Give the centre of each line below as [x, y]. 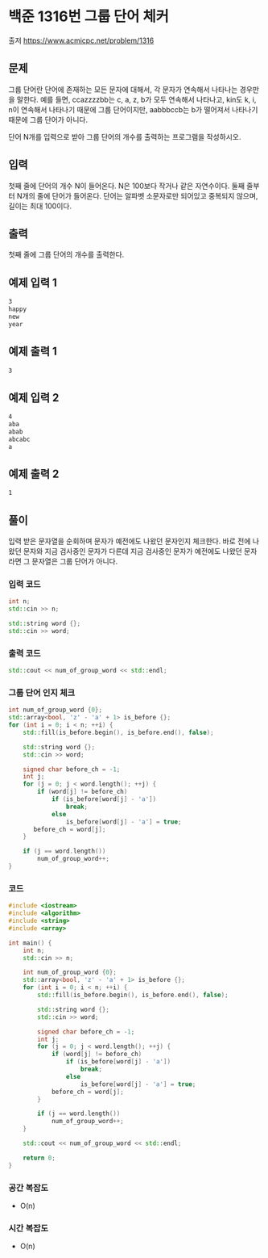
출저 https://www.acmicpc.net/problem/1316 [81, 40]
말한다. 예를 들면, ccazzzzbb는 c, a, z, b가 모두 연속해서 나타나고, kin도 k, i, [136, 99]
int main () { [30, 943]
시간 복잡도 [29, 1228]
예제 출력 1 [33, 352]
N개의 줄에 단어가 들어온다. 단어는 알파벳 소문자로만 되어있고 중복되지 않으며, [137, 195]
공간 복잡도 [29, 1188]
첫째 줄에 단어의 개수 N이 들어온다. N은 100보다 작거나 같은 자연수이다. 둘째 [127, 186]
